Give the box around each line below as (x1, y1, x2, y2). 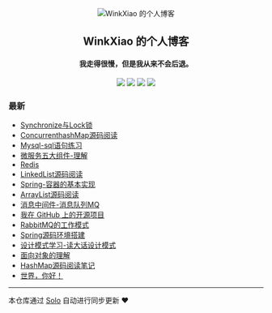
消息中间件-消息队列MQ (19, 199, 100, 209)
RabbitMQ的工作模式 (19, 220, 90, 229)
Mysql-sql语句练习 (19, 140, 83, 150)
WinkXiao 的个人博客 (83, 35, 189, 49)
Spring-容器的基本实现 (19, 179, 96, 189)
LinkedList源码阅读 (19, 169, 83, 178)
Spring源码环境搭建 (19, 229, 86, 239)
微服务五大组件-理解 (19, 150, 88, 160)
